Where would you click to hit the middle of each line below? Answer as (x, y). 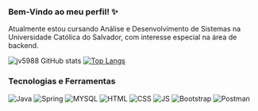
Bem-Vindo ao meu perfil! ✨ (64, 12)
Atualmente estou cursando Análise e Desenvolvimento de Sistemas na (125, 29)
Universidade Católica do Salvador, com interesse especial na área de (123, 37)
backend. (23, 46)
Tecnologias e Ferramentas (62, 81)
